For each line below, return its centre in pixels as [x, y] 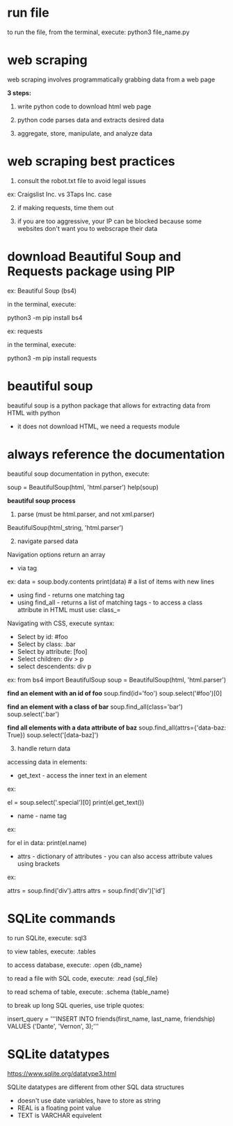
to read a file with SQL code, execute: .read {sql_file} [83, 978]
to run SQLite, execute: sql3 [47, 938]
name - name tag [42, 816]
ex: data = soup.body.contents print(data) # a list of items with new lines [111, 581]
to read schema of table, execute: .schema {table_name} [88, 992]
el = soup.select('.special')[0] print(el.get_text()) [76, 802]
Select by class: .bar [46, 644]
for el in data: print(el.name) [47, 842]
